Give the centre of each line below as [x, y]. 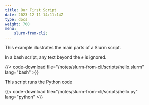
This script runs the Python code [39, 82]
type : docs [16, 19]
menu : [11, 29]
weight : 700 [17, 24]
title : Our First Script [31, 10]
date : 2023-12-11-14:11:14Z [34, 15]
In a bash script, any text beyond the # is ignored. [56, 57]
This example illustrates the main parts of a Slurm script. [63, 47]
